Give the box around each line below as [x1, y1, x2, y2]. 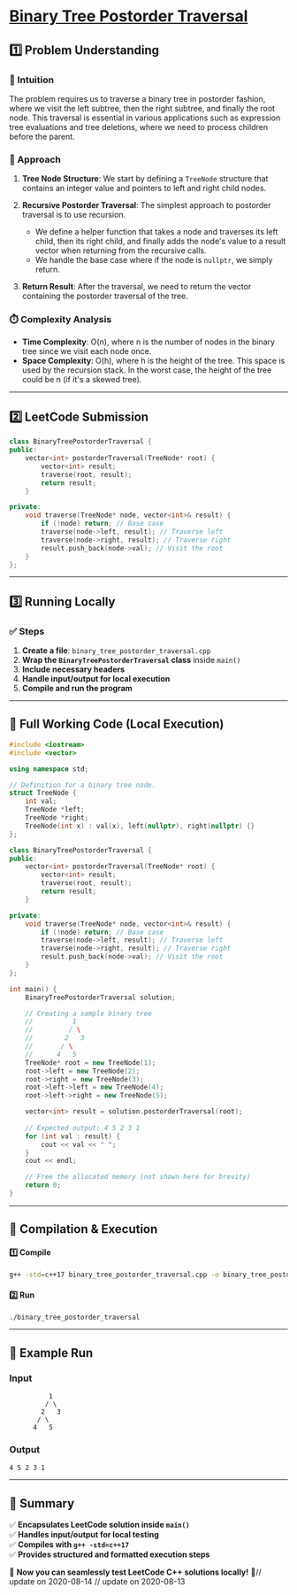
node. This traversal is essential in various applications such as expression [9, 112, 281, 123]
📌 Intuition [9, 73, 55, 86]
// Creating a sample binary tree [25, 1009, 152, 1018]
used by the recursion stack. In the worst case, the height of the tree [21, 365, 272, 375]
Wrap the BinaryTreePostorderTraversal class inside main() [21, 655, 241, 666]
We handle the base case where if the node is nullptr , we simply [34, 255, 273, 266]
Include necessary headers [21, 664, 126, 674]
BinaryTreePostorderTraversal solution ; [25, 993, 176, 1002]
